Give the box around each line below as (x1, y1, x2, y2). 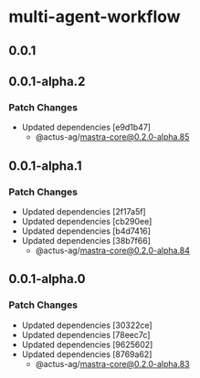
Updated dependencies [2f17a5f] (21, 205, 147, 216)
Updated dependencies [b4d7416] (21, 226, 152, 236)
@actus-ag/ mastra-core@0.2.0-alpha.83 (35, 358, 190, 369)
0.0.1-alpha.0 (8, 271, 86, 287)
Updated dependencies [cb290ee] (21, 215, 153, 226)
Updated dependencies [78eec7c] (21, 329, 151, 340)
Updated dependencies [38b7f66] (21, 235, 152, 246)
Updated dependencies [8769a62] (21, 349, 153, 360)
